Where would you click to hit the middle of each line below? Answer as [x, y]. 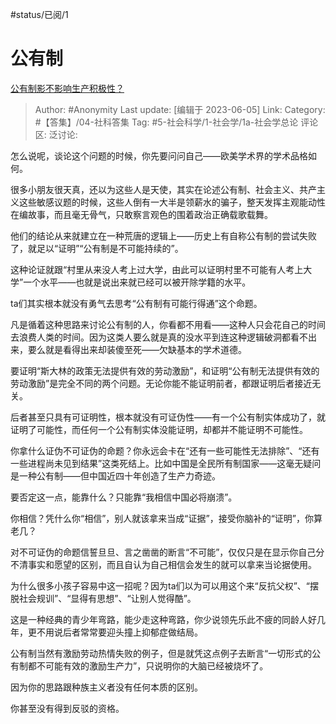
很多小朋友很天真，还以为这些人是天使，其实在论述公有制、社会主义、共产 [163, 189]
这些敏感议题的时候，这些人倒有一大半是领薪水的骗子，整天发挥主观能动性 [172, 202]
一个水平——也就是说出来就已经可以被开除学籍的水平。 [137, 282]
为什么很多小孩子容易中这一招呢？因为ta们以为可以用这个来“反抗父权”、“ [160, 585]
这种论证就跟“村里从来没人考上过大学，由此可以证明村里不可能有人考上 [157, 269]
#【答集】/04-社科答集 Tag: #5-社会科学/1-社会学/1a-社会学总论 [166, 122]
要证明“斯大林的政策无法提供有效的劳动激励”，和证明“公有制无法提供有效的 [165, 370]
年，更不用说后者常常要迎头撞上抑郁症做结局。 [106, 632]
